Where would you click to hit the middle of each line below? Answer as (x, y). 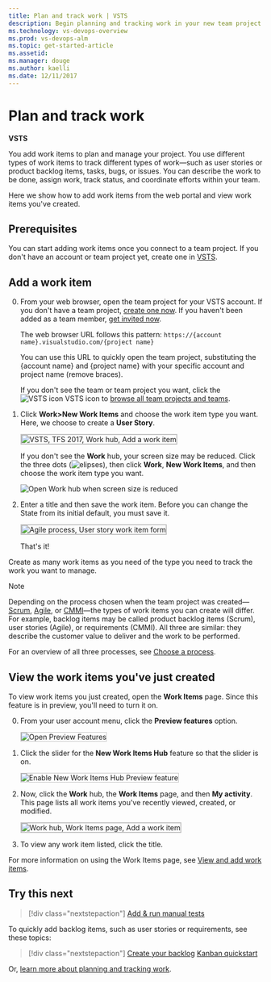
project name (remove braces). (71, 374)
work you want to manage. (52, 570)
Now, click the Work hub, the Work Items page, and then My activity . (136, 794)
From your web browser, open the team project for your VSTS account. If (141, 302)
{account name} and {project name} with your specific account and (132, 366)
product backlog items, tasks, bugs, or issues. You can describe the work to (135, 171)
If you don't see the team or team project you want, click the (120, 390)
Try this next (41, 894)
